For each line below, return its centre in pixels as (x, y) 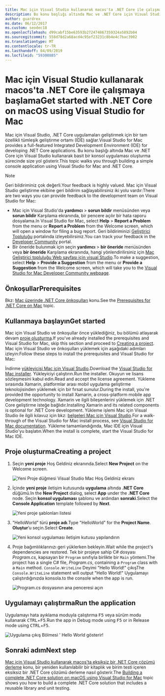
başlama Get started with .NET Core (79, 100)
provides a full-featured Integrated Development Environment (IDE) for (76, 145)
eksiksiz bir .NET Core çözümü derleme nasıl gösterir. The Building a (74, 672)
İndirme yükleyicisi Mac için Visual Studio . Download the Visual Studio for (79, 368)
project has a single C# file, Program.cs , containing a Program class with (85, 562)
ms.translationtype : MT (29, 42)
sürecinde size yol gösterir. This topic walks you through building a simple (79, 161)
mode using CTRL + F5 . (27, 625)
